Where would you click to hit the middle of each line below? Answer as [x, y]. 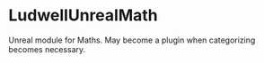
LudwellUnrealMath [83, 16]
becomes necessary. [47, 49]
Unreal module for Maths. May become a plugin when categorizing [132, 40]
